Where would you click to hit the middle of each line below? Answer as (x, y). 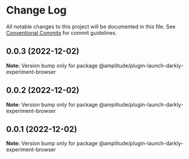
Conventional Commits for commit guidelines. (61, 32)
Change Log (36, 10)
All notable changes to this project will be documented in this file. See (91, 26)
